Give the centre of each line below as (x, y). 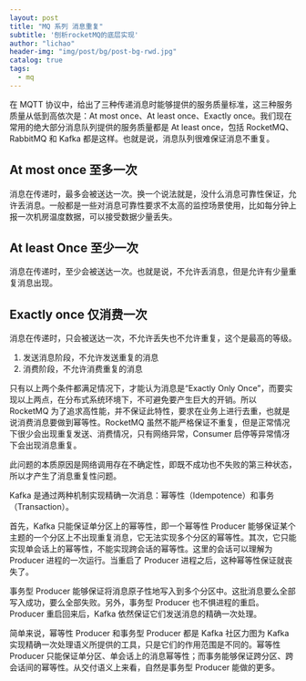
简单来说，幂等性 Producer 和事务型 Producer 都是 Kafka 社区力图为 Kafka (149, 634)
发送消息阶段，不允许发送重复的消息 (91, 357)
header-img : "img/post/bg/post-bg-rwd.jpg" (93, 52)
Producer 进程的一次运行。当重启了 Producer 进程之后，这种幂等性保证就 (147, 561)
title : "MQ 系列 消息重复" (56, 26)
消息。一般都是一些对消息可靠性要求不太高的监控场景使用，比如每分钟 (157, 205)
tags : (20, 69)
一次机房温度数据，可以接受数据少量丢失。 (97, 216)
